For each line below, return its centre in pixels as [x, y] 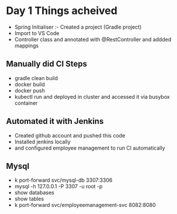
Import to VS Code [37, 33]
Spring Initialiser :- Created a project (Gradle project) [78, 27]
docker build [29, 84]
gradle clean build [36, 78]
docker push [30, 90]
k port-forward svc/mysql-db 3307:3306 [63, 180]
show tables [29, 199]
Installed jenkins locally [43, 141]
